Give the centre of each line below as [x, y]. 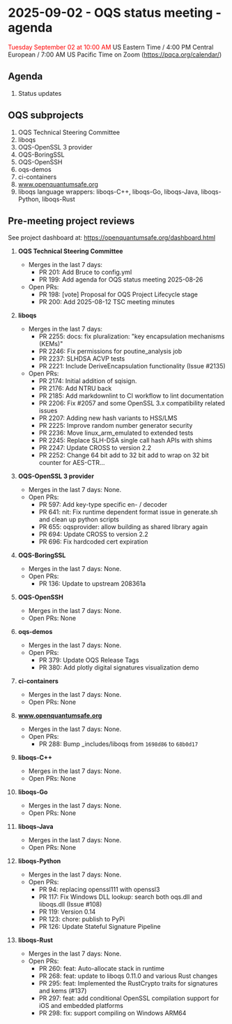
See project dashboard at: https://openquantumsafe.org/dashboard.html [111, 238]
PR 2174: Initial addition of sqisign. [88, 381]
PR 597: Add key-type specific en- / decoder [103, 505]
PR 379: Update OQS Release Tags [89, 660]
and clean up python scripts [79, 519]
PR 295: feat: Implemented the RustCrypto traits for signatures [128, 983]
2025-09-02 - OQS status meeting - [115, 13]
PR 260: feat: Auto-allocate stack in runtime [101, 969]
